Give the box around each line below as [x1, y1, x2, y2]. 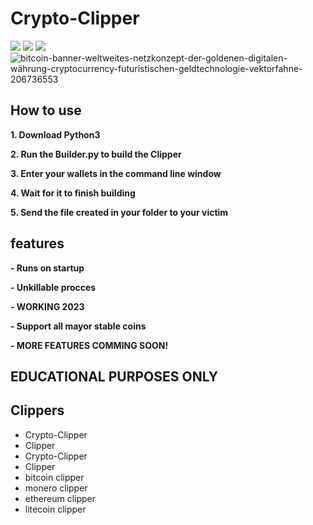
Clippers [10, 402, 65, 419]
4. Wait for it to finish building [10, 187, 136, 199]
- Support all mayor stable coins [10, 320, 147, 332]
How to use [10, 102, 82, 119]
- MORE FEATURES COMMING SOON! [10, 339, 169, 351]
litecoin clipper [24, 503, 87, 515]
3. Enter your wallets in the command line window [10, 167, 222, 179]
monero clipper [24, 482, 88, 494]
